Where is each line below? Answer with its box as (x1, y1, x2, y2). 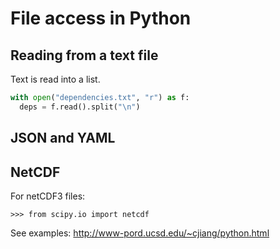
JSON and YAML (10, 130, 116, 147)
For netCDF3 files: (10, 190, 86, 202)
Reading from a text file (10, 47, 159, 64)
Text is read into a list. (10, 73, 101, 85)
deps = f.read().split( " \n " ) (19, 102, 141, 112)
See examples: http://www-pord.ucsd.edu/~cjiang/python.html (10, 227, 270, 239)
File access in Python (10, 7, 192, 30)
